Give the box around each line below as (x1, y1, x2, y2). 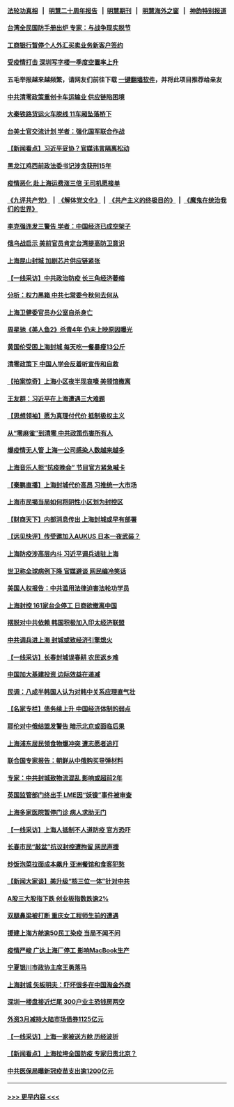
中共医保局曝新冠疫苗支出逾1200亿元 (7, 1067, 114, 1075)
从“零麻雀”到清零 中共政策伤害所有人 (7, 428, 114, 437)
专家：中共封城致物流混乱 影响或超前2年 (7, 773, 123, 782)
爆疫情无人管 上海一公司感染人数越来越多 (7, 446, 125, 454)
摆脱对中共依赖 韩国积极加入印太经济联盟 (7, 619, 125, 627)
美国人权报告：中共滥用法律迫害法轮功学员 (7, 584, 130, 592)
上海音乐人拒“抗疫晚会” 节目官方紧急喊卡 (7, 463, 125, 472)
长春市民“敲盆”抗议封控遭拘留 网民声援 (7, 843, 120, 851)
